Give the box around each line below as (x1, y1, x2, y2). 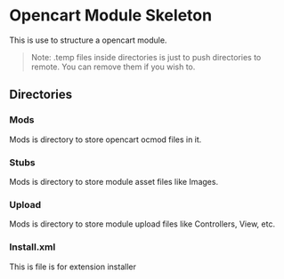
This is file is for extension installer (9, 261, 136, 272)
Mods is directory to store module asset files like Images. (9, 176, 219, 187)
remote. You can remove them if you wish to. (30, 61, 196, 72)
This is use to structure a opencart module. (9, 35, 167, 45)
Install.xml (9, 241, 56, 253)
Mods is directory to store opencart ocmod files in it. (9, 134, 202, 145)
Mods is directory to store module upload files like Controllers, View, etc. (9, 219, 276, 229)
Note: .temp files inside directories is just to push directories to (30, 52, 262, 62)
